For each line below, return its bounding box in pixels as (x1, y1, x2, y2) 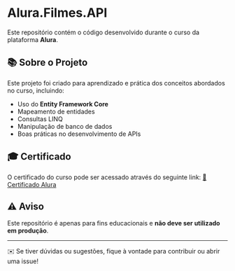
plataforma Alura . (7, 35, 58, 43)
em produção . (7, 226, 49, 235)
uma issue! (7, 257, 38, 265)
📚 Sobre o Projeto (7, 57, 88, 69)
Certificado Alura (7, 180, 57, 188)
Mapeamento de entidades (17, 107, 96, 116)
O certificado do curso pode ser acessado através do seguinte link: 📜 (7, 173, 207, 181)
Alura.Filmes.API (7, 5, 108, 21)
